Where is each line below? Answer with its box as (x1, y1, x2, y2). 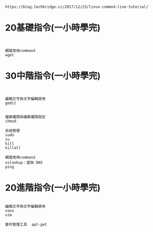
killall (5, 146, 21, 151)
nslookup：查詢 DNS (5, 160, 43, 165)
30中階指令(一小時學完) (5, 71, 101, 81)
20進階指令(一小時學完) (5, 182, 101, 193)
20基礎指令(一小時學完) (5, 22, 101, 33)
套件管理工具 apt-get (5, 222, 47, 227)
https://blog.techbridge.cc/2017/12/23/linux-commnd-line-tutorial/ (5, 4, 149, 9)
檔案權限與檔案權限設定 (5, 115, 46, 120)
